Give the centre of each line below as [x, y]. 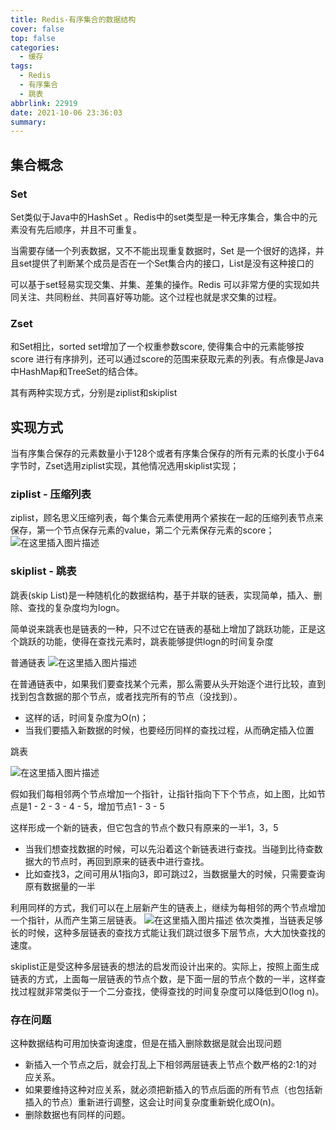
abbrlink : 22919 [44, 103]
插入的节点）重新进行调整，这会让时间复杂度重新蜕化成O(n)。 [152, 1102]
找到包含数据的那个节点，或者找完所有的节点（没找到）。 [126, 696]
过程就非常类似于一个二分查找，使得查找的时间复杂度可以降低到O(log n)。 [171, 991]
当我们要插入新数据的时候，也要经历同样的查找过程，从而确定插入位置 [169, 730]
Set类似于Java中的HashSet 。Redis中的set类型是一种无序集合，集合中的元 [164, 217]
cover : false [37, 29]
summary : [28, 122]
